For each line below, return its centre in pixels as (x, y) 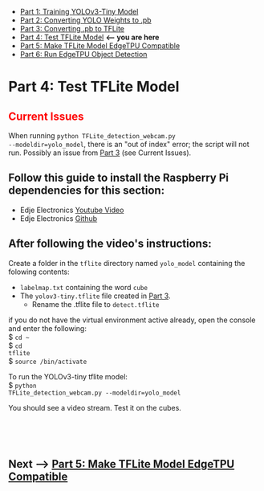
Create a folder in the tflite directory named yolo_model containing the (127, 263)
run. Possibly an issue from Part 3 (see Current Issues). (100, 153)
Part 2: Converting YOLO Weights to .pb (85, 20)
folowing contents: (39, 272)
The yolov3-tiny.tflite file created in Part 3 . (95, 296)
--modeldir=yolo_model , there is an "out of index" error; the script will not (129, 144)
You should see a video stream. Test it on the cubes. (95, 407)
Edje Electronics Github (59, 218)
